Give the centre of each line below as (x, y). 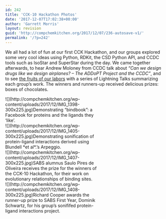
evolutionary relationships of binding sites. (49, 179)
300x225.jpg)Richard (27, 195)
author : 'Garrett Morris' (32, 24)
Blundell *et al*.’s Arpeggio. (33, 147)
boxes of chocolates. (27, 89)
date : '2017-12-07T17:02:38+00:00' (42, 19)
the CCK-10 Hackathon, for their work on (47, 173)
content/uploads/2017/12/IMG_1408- (42, 189)
